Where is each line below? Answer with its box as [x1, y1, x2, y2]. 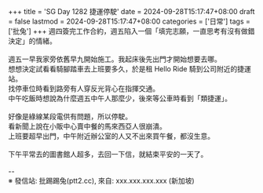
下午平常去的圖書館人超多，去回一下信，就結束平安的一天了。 [8, 150, 208, 158]
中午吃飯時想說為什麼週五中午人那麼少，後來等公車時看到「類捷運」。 [8, 93, 232, 103]
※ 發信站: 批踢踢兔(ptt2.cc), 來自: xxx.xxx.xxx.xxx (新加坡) [8, 176, 195, 185]
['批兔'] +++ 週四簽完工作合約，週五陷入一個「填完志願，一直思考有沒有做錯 [8, 27, 255, 35]
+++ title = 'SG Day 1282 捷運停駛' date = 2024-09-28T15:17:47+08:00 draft [8, 7, 255, 16]
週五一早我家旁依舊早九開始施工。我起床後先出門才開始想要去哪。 [8, 54, 221, 64]
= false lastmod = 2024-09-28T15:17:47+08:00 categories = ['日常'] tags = [8, 16, 251, 26]
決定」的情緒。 [8, 36, 57, 46]
